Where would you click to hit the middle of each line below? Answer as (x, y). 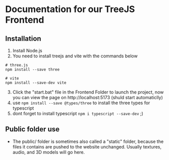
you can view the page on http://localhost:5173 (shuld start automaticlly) (88, 97)
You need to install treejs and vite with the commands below (75, 56)
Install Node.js (27, 51)
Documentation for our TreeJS (70, 9)
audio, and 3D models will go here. (48, 152)
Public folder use (32, 129)
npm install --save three (32, 69)
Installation (23, 38)
